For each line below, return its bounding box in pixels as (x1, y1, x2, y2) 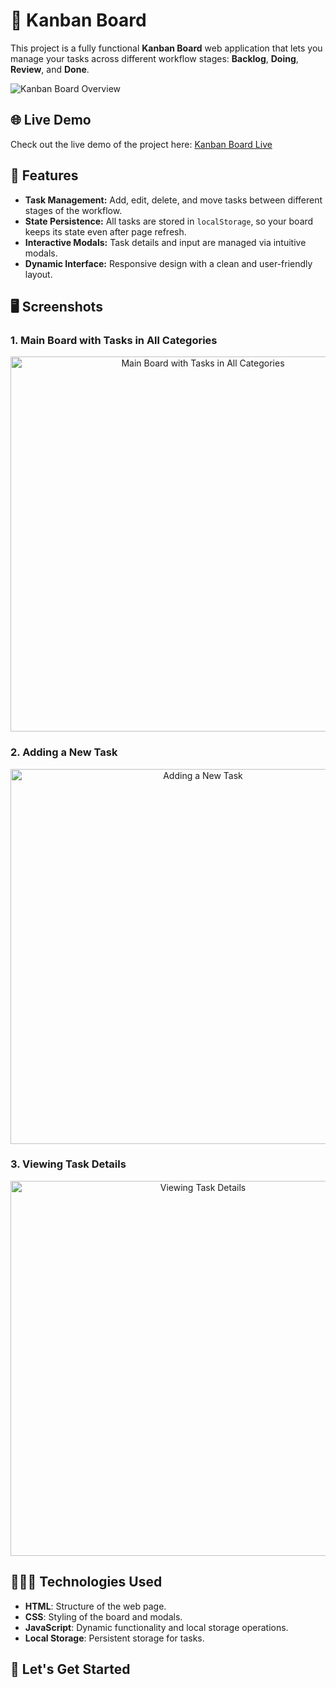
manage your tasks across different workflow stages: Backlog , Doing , (10, 52, 299, 64)
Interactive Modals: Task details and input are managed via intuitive (24, 236, 307, 248)
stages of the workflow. (24, 204, 123, 216)
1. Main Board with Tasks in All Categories (10, 333, 218, 347)
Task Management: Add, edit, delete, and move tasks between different (24, 194, 323, 206)
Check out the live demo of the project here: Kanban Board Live (10, 138, 273, 150)
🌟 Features (10, 167, 79, 184)
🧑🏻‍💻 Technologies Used (10, 1574, 163, 1591)
